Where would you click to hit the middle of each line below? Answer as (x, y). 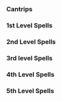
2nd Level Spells (31, 41)
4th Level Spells (30, 74)
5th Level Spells (30, 91)
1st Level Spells (29, 25)
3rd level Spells (29, 58)
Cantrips (19, 9)
